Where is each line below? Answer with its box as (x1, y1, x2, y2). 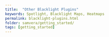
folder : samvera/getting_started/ (5, 20, 75, 25)
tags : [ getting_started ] (5, 25, 55, 30)
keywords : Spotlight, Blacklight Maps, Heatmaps (5, 12, 105, 16)
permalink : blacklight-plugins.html (5, 16, 79, 21)
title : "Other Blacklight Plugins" (5, 7, 79, 12)
